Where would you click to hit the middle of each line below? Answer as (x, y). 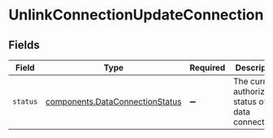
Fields (24, 45)
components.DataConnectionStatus (114, 101)
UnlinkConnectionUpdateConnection (136, 15)
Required (208, 68)
